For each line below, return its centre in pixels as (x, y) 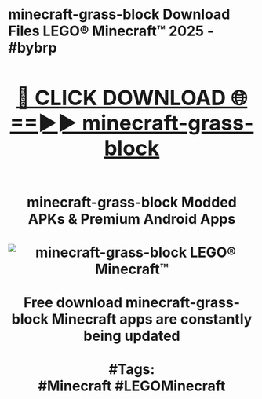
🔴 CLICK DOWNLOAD (121, 97)
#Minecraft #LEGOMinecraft (132, 386)
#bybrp (33, 48)
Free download (73, 302)
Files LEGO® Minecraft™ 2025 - (111, 31)
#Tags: (132, 369)
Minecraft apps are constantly (152, 319)
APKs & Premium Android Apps (132, 219)
